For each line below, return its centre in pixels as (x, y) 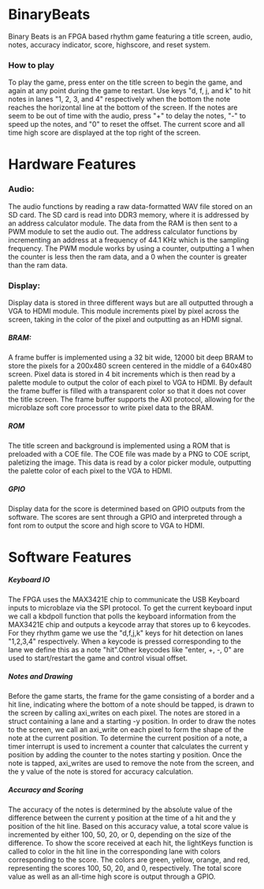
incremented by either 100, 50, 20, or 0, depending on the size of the (120, 835)
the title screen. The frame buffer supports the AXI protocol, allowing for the (132, 399)
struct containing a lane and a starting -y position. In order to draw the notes (132, 721)
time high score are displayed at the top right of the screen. (104, 133)
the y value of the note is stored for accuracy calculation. (101, 771)
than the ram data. (38, 265)
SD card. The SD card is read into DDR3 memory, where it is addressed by (129, 215)
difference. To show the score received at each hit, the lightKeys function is (131, 843)
